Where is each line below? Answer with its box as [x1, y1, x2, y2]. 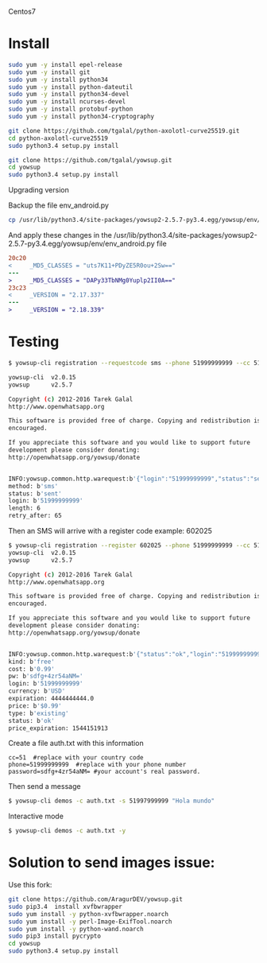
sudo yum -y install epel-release [8, 60, 123, 68]
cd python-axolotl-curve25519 [8, 134, 109, 142]
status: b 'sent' [8, 489, 62, 498]
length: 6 [8, 504, 41, 512]
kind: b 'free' [8, 658, 56, 666]
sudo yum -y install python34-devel [8, 91, 130, 99]
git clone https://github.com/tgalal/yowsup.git [8, 156, 172, 164]
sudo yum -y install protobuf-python [8, 105, 133, 114]
